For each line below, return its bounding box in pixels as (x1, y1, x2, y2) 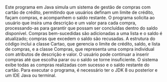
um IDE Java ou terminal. (5, 73, 56, 78)
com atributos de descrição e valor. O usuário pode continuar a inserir (5, 51, 150, 57)
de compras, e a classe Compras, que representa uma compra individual (5, 46, 155, 52)
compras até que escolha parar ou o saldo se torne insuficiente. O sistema (5, 57, 158, 62)
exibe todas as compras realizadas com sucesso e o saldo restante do (5, 62, 150, 68)
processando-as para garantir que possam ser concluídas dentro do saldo (5, 25, 158, 31)
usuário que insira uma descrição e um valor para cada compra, (5, 20, 137, 26)
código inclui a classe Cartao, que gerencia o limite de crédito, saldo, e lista (5, 41, 161, 46)
